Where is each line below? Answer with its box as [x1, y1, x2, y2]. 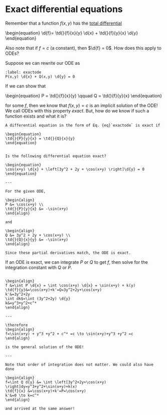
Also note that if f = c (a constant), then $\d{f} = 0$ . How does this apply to [5, 45, 161, 51]
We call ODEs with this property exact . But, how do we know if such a [5, 108, 149, 114]
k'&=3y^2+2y [5, 291, 30, 297]
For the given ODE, [5, 188, 46, 194]
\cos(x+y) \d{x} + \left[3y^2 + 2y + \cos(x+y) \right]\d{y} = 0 [5, 167, 144, 172]
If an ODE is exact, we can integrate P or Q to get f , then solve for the [5, 259, 148, 265]
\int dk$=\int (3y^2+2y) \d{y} [5, 296, 71, 301]
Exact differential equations [5, 4, 123, 15]
